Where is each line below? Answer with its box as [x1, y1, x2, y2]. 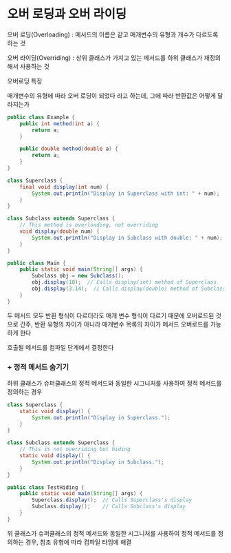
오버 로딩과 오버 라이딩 [7, 6, 127, 22]
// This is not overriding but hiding [19, 446, 131, 453]
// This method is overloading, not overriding [19, 222, 158, 229]
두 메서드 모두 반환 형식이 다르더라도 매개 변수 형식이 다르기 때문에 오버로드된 [7, 311, 214, 320]
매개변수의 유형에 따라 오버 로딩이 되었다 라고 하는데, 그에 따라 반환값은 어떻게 [7, 91, 217, 100]
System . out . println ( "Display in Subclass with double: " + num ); [32, 234, 223, 241]
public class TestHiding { [7, 483, 85, 491]
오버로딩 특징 [7, 76, 43, 85]
